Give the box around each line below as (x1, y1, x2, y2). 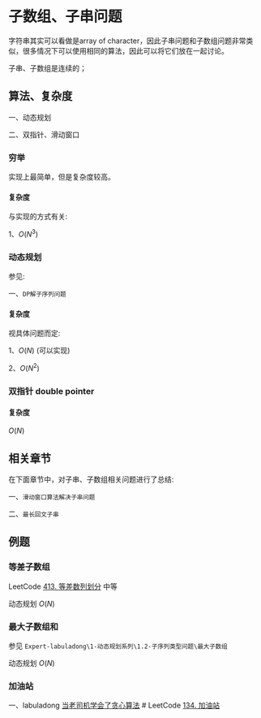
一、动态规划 (8, 112, 51, 122)
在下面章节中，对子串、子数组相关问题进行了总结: (8, 474, 174, 484)
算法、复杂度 (8, 89, 73, 103)
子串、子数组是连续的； (8, 63, 87, 73)
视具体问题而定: (8, 328, 61, 338)
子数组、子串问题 (8, 7, 123, 26)
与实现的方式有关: (8, 212, 68, 222)
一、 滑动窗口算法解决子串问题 (8, 492, 96, 501)
